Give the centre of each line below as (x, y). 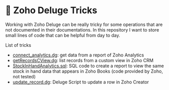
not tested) (24, 76)
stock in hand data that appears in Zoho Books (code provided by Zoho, (88, 71)
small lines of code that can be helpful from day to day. (63, 35)
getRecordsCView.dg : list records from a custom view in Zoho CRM (83, 60)
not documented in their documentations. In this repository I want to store (82, 29)
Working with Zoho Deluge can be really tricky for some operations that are (84, 24)
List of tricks (18, 45)
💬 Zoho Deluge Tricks (51, 10)
